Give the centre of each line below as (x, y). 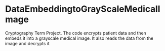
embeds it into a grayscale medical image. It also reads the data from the (79, 38)
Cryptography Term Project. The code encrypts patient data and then (76, 33)
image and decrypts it (27, 43)
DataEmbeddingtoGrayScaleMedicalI (83, 9)
